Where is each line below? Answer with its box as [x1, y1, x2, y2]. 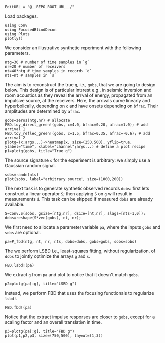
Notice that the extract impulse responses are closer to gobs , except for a [5, 314, 155, 320]
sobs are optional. [5, 230, 41, 235]
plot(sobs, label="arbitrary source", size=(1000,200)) [5, 177, 123, 182]
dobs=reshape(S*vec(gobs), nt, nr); [5, 215, 81, 220]
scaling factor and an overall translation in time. [5, 319, 102, 325]
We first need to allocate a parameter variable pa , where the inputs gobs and [5, 224, 161, 230]
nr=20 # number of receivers [5, 64, 66, 69]
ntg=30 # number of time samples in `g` [5, 60, 90, 65]
